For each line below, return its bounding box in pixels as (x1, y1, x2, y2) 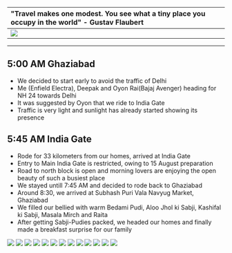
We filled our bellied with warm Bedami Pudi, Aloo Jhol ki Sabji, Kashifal (17, 203, 222, 212)
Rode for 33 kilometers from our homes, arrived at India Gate (17, 151, 191, 160)
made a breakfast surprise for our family (17, 225, 133, 234)
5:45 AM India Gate (7, 133, 92, 145)
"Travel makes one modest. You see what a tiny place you (10, 9, 206, 18)
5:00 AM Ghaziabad (7, 58, 95, 70)
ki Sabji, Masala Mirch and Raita (17, 210, 108, 218)
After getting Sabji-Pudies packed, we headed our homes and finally (17, 218, 212, 226)
